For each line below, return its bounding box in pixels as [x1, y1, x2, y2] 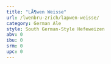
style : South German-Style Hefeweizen [6, 26, 105, 32]
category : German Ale [6, 20, 62, 26]
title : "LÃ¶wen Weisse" [6, 9, 67, 15]
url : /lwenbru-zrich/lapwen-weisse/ [6, 15, 99, 21]
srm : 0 [6, 43, 23, 49]
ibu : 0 [6, 37, 23, 43]
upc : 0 [6, 49, 23, 55]
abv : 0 [6, 32, 23, 38]
